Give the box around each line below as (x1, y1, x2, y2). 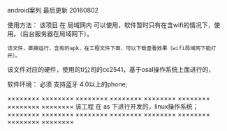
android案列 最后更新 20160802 (7, 6, 99, 14)
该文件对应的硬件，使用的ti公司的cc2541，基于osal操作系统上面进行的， (7, 65, 215, 73)
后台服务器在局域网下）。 (22, 30, 93, 38)
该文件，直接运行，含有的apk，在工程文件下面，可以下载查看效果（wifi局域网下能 (7, 45, 212, 52)
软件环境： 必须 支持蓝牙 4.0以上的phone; (7, 80, 128, 88)
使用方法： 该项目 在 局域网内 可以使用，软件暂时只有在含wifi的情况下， (7, 21, 214, 29)
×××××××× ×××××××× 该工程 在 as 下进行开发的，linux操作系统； (7, 102, 199, 110)
